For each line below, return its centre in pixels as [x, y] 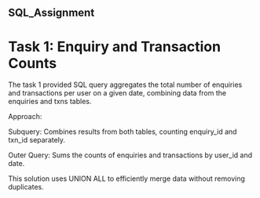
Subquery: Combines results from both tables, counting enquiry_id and [123, 131]
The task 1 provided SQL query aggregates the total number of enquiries [125, 85]
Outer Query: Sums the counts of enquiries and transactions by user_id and [130, 155]
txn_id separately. [37, 140]
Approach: [25, 117]
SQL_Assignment [51, 13]
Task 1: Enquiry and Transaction [115, 47]
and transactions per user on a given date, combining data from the [117, 93]
